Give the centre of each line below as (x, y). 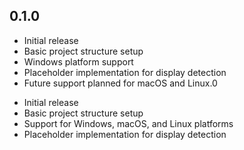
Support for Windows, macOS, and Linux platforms (128, 123)
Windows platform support (78, 61)
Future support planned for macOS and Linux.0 (120, 83)
